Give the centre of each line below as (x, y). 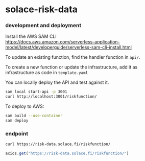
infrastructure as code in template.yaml (47, 73)
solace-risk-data (42, 9)
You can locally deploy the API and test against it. (57, 82)
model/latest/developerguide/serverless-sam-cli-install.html (68, 48)
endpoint (17, 133)
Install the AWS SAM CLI (31, 36)
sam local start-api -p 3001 (36, 92)
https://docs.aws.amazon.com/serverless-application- (63, 42)
